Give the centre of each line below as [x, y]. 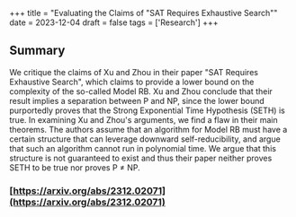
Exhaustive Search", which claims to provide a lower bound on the [132, 82]
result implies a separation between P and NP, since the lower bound [137, 100]
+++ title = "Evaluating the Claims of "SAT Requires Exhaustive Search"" [144, 13]
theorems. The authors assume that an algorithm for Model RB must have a [148, 129]
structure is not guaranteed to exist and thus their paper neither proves [141, 158]
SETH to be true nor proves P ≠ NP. [75, 167]
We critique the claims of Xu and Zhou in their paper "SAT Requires [134, 72]
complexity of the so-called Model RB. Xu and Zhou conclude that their [141, 91]
